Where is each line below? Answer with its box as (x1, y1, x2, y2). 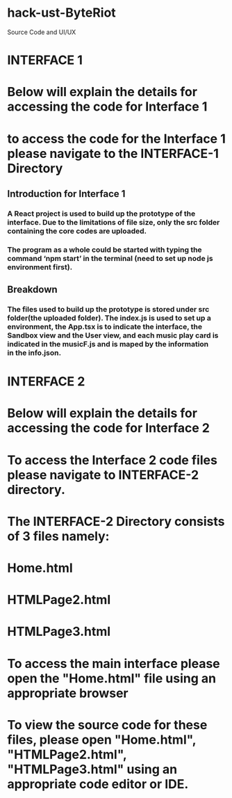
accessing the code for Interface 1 (7, 99, 208, 115)
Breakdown (7, 284, 58, 296)
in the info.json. (7, 348, 61, 358)
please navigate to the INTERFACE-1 (7, 145, 219, 161)
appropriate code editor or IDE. (7, 776, 189, 792)
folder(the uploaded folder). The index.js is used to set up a (7, 313, 212, 323)
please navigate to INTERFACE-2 (7, 467, 199, 483)
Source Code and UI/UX (7, 28, 76, 36)
